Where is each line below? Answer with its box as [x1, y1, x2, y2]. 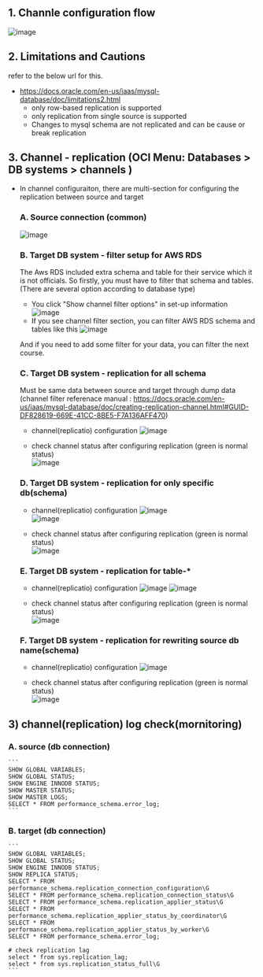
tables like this [31, 324, 79, 334]
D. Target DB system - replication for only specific [19, 478, 214, 489]
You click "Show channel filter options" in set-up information [31, 299, 228, 309]
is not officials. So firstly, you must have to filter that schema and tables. [19, 276, 254, 286]
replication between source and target [19, 192, 144, 202]
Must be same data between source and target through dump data [19, 386, 236, 395]
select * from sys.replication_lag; [8, 953, 128, 961]
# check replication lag [8, 946, 90, 955]
